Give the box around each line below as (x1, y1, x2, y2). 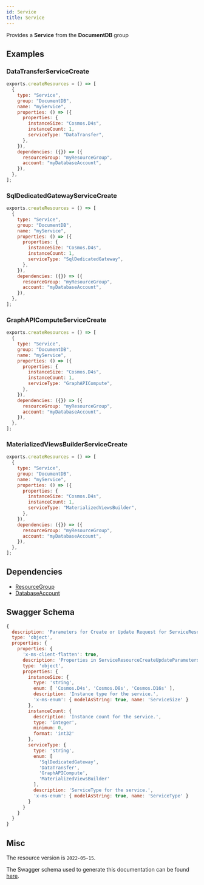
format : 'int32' (33, 731, 75, 737)
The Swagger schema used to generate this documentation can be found (6, 866, 189, 873)
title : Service (6, 15, 45, 21)
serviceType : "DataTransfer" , (28, 132, 104, 138)
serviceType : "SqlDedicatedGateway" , (28, 256, 123, 262)
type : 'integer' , (33, 719, 78, 726)
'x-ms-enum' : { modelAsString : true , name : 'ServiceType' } (33, 793, 189, 799)
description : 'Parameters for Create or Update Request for (12, 629, 167, 635)
